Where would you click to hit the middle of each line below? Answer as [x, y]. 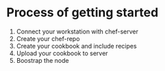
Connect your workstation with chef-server [77, 31]
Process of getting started [82, 13]
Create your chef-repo [48, 38]
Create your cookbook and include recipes [77, 46]
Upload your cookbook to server [62, 53]
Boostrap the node [42, 60]
